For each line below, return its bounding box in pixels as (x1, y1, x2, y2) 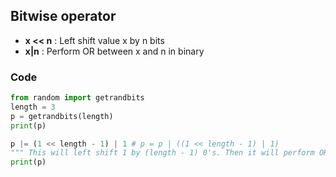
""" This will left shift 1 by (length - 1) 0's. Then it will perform (10, 148, 315, 158)
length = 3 (10, 102, 56, 112)
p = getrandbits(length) (10, 111, 114, 121)
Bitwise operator (10, 8, 117, 25)
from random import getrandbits (10, 93, 145, 103)
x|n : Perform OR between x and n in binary (24, 45, 205, 57)
